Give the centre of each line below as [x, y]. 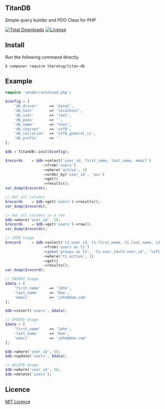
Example [19, 81]
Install [15, 45]
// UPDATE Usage [22, 320]
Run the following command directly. [42, 57]
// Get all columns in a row [35, 215]
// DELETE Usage [22, 365]
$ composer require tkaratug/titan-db [45, 66]
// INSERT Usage [22, 279]
